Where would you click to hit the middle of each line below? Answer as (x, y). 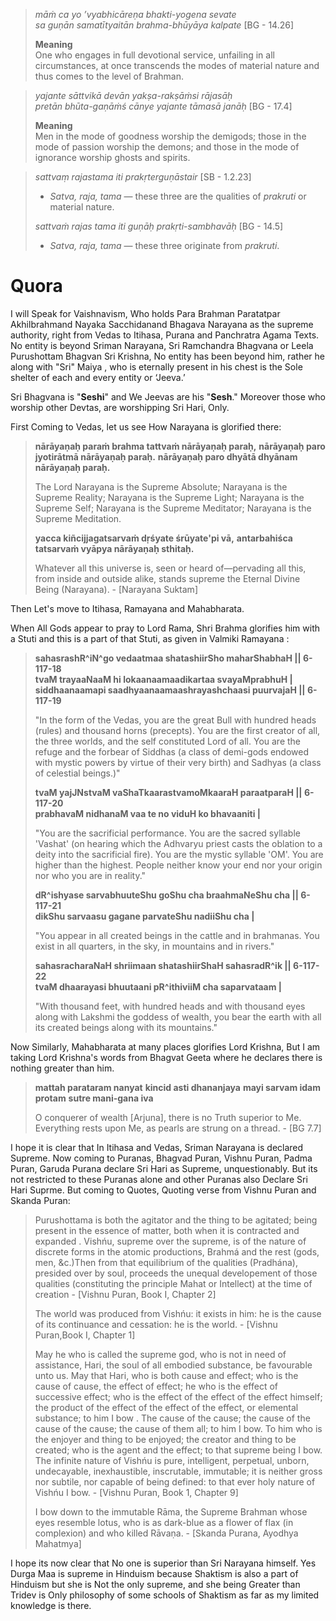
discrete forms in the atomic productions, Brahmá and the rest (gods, (177, 1251)
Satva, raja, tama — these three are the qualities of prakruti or (178, 196)
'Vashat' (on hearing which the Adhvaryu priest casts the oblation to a (178, 843)
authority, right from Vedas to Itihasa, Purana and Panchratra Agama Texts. (165, 335)
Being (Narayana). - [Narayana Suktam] (116, 589)
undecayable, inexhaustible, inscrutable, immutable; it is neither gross (178, 1471)
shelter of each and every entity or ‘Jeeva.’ (98, 377)
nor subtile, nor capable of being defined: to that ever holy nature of (175, 1481)
